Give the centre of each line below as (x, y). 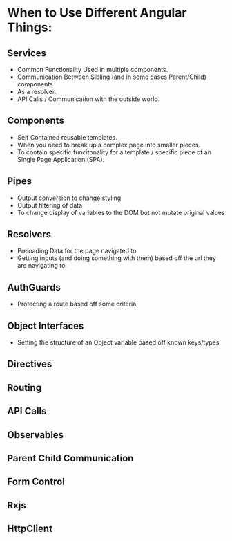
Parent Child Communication (70, 458)
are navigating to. (42, 266)
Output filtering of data (50, 205)
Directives (30, 364)
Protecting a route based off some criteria (77, 304)
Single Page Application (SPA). (61, 159)
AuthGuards (34, 287)
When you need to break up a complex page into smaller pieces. (109, 145)
